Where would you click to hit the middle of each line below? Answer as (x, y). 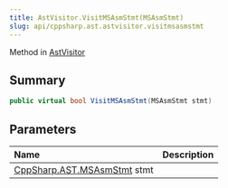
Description (188, 155)
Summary (38, 80)
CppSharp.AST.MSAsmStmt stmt (84, 170)
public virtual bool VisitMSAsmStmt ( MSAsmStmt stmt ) (111, 101)
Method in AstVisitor (47, 52)
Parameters (43, 129)
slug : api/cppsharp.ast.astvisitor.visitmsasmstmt (107, 26)
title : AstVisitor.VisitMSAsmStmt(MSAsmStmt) (96, 18)
